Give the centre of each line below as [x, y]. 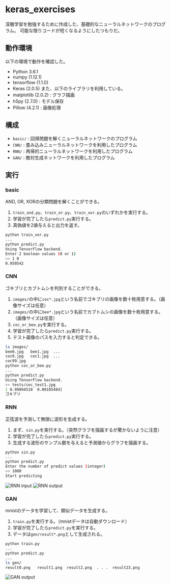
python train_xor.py [27, 235]
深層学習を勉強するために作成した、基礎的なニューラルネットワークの [79, 24]
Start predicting [24, 476]
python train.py [22, 544]
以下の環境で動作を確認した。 [36, 61]
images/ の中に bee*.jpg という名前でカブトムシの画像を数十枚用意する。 [88, 311]
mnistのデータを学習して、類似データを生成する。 [58, 511]
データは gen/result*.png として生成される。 [59, 534]
